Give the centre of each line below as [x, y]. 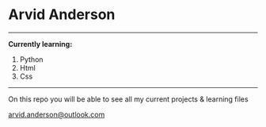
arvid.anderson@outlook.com [57, 114]
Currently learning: [40, 44]
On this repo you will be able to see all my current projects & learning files [128, 99]
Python [31, 59]
